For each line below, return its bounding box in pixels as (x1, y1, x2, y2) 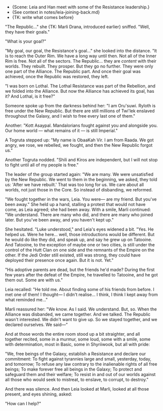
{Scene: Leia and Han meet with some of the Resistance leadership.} (12, 4, 150, 10)
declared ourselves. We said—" (5, 322, 68, 327)
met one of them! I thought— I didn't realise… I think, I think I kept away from (5, 291, 158, 297)
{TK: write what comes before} (12, 15, 74, 20)
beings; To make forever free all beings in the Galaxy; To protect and (5, 366, 142, 372)
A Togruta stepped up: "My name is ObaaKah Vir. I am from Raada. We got (5, 137, 154, 143)
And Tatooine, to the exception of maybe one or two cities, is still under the (5, 242, 155, 247)
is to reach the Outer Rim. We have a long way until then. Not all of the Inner (5, 53, 157, 59)
